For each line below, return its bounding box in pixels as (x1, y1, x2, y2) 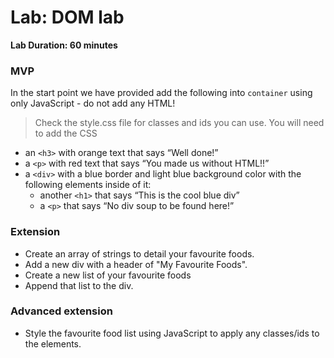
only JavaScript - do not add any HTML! (10, 97, 176, 110)
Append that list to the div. (24, 279, 134, 291)
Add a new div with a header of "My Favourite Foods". (24, 258, 248, 270)
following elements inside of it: (24, 179, 152, 191)
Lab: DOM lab (10, 6, 125, 29)
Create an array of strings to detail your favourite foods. (24, 247, 255, 260)
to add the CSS (34, 127, 98, 140)
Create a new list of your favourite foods (24, 269, 192, 281)
